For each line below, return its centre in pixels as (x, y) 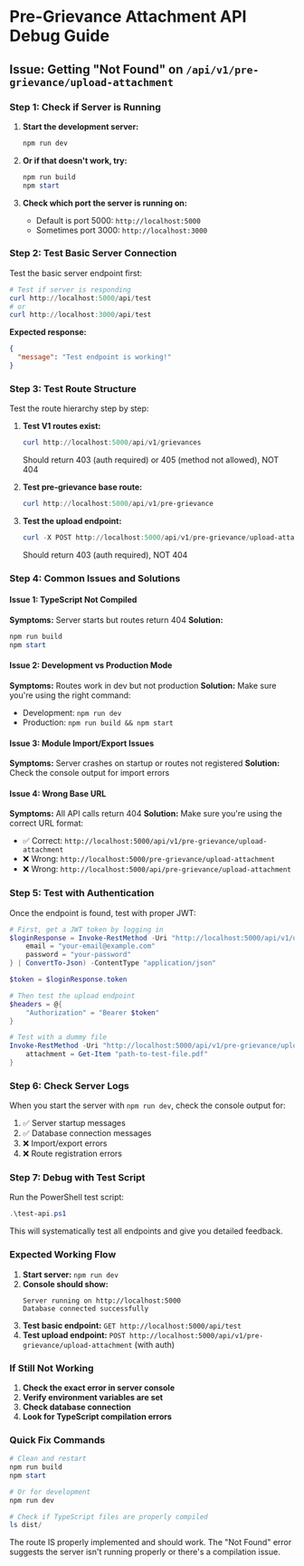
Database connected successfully (85, 1308)
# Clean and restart (48, 1459)
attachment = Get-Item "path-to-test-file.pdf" (117, 1055)
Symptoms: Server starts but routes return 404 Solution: (116, 620)
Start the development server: (81, 126)
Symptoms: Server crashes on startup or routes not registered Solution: (145, 763)
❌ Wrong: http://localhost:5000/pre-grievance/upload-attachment (149, 859)
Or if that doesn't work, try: (75, 160)
